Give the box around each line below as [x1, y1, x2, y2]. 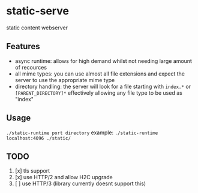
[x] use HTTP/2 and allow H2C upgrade [14, 174, 113, 181]
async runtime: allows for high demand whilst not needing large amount [14, 57, 192, 64]
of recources [14, 64, 47, 71]
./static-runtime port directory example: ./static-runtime [6, 129, 158, 136]
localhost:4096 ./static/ [6, 135, 71, 141]
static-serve [6, 4, 69, 18]
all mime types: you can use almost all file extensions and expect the [14, 70, 185, 77]
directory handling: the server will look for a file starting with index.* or [14, 83, 191, 90]
